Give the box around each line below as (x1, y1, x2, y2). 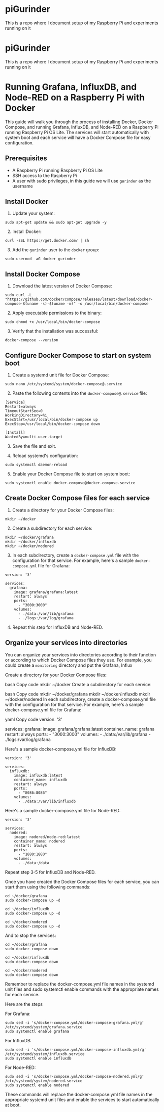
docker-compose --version (5, 338, 58, 343)
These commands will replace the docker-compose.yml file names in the (5, 1091, 153, 1097)
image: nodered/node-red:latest (14, 834, 80, 839)
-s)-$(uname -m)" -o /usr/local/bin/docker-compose (40, 301, 149, 306)
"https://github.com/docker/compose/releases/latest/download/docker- (5, 297, 153, 302)
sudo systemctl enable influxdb (5, 1056, 71, 1061)
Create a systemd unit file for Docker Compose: (12, 372, 109, 378)
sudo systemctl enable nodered (5, 1082, 69, 1088)
